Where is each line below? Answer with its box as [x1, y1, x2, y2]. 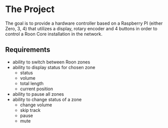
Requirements [5, 45, 50, 54]
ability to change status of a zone [12, 96, 82, 102]
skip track [20, 107, 41, 113]
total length [20, 80, 44, 86]
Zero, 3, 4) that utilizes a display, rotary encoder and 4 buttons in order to [5, 25, 157, 31]
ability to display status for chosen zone [12, 64, 96, 70]
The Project [5, 4, 55, 15]
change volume [20, 102, 52, 108]
